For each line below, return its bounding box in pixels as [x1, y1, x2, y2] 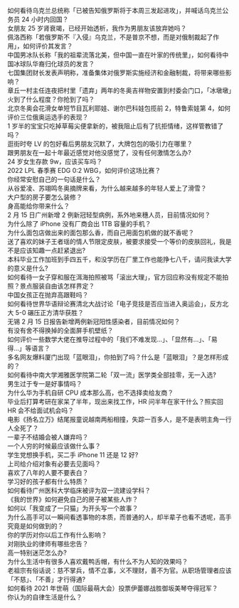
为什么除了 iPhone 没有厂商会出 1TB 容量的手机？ [7, 220, 152, 228]
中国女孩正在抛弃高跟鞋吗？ [7, 291, 89, 299]
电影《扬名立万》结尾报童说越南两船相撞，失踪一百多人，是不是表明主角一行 [7, 415, 232, 423]
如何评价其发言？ [22, 42, 73, 50]
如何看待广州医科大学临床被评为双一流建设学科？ [7, 486, 151, 494]
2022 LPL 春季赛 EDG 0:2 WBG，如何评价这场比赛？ [7, 166, 161, 174]
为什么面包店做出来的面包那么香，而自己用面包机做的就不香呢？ [7, 228, 194, 237]
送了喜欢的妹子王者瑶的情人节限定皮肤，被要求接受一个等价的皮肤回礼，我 [7, 238, 225, 245]
